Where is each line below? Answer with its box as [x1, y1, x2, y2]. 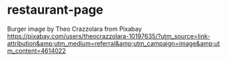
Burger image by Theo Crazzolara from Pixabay [7, 25, 142, 33]
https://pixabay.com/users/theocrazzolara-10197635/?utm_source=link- [7, 32, 210, 40]
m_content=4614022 [7, 47, 67, 55]
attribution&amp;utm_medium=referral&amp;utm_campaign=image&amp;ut [7, 39, 220, 47]
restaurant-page [7, 2, 104, 18]
